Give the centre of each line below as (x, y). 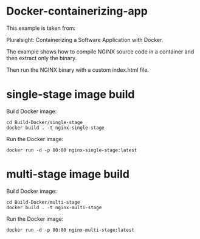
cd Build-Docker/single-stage (45, 122)
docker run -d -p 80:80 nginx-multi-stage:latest (71, 230)
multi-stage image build (68, 174)
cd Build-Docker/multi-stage (43, 202)
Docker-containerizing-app (77, 11)
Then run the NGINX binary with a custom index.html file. (78, 70)
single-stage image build (71, 95)
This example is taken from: (41, 28)
